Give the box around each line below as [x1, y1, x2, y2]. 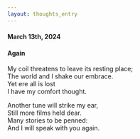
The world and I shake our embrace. [7, 72, 114, 81]
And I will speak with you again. [7, 124, 100, 133]
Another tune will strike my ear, [7, 101, 99, 110]
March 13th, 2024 [7, 33, 61, 41]
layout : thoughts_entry [7, 10, 78, 18]
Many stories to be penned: [7, 116, 88, 125]
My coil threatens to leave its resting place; [7, 65, 134, 73]
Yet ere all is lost [7, 80, 55, 88]
